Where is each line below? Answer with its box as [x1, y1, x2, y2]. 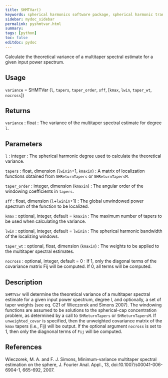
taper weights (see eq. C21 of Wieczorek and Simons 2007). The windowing [5, 302, 162, 308]
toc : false [5, 36, 28, 41]
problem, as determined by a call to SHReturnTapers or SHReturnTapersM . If [5, 312, 156, 318]
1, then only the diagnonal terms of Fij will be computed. [5, 328, 122, 334]
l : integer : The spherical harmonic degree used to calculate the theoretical [5, 153, 161, 159]
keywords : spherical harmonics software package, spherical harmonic [5, 12, 153, 17]
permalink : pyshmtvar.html [5, 21, 61, 27]
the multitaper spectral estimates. [5, 248, 74, 254]
